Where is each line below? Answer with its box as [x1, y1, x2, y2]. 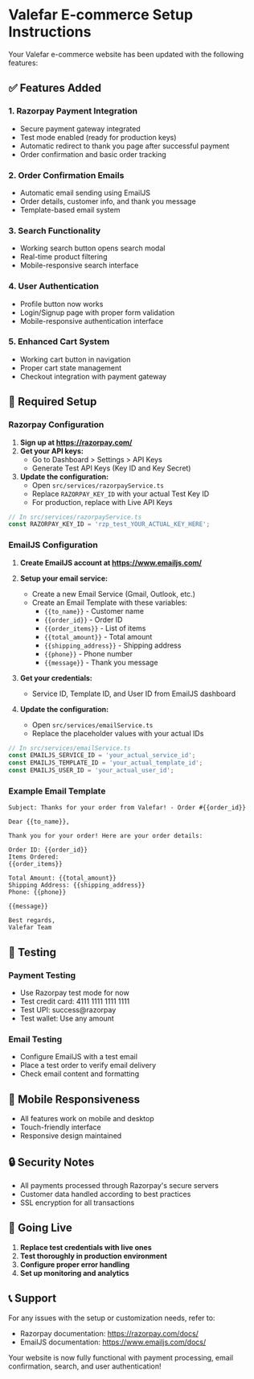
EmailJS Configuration [8, 540, 98, 551]
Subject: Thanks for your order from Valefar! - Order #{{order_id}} [8, 804, 247, 812]
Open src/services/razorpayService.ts [31, 480, 165, 490]
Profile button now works [19, 299, 104, 309]
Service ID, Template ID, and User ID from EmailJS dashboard [31, 689, 236, 698]
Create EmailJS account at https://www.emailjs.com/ [19, 557, 203, 567]
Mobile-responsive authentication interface [19, 316, 163, 325]
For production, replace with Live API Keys [31, 497, 173, 507]
